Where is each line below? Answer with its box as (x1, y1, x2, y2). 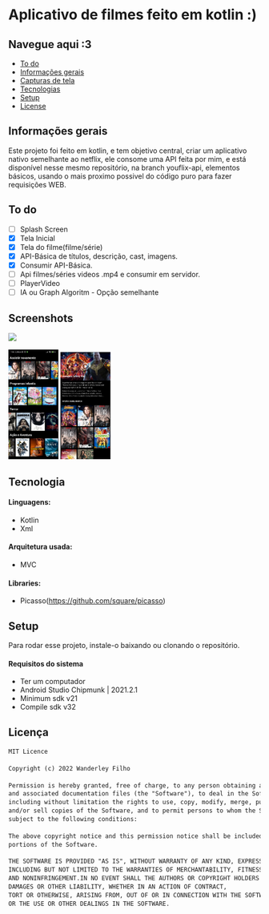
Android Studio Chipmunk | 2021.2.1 (19, 685, 138, 695)
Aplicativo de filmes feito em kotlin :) (8, 6, 258, 24)
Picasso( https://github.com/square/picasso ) (19, 596, 166, 606)
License (19, 102, 46, 111)
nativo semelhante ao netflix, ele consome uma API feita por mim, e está (8, 154, 247, 163)
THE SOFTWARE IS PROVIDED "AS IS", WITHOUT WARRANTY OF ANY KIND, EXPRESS (8, 857, 263, 866)
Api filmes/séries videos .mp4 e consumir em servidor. (19, 269, 200, 279)
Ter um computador (19, 677, 86, 687)
